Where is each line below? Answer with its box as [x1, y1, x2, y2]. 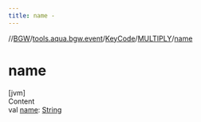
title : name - [8, 11, 56, 20]
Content [8, 96, 35, 106]
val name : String [8, 104, 62, 114]
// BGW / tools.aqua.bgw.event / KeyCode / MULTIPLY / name [8, 33, 193, 43]
